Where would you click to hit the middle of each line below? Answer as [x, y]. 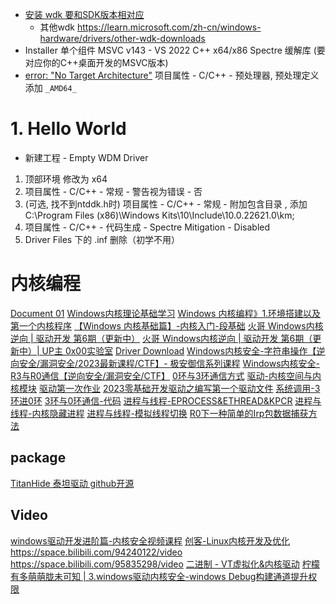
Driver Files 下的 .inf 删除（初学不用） [102, 239]
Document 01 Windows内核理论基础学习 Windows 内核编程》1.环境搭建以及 [166, 313]
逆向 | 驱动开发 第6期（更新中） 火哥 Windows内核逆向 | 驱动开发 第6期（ [161, 338]
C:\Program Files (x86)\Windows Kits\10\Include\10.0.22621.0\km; [159, 215]
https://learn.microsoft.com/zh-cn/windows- [169, 27]
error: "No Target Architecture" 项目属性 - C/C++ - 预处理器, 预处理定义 [172, 75]
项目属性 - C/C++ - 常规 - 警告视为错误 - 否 [113, 191]
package [38, 458]
